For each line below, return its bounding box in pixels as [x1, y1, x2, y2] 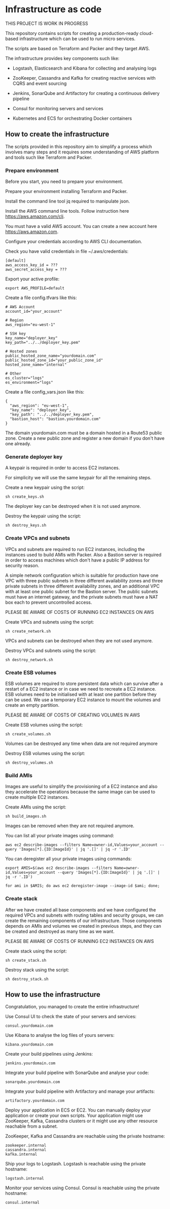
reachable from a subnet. [5, 1123, 58, 1129]
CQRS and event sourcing [12, 80, 67, 86]
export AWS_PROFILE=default [5, 286, 65, 291]
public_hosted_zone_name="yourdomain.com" [5, 353, 96, 358]
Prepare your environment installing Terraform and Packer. [5, 188, 128, 194]
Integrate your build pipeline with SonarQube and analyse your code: [5, 1070, 149, 1076]
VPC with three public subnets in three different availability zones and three [5, 577, 163, 583]
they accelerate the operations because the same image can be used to [5, 789, 156, 795]
